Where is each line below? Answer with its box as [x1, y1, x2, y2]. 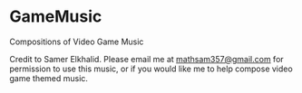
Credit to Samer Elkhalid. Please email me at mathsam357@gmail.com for [9, 53, 284, 64]
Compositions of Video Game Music [9, 36, 144, 47]
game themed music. [9, 72, 89, 83]
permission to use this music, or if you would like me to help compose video [9, 63, 293, 74]
